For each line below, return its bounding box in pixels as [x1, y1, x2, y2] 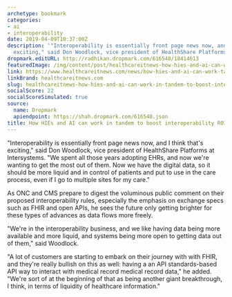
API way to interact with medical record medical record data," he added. [7, 267, 212, 276]
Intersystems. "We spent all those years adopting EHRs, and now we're [7, 153, 209, 161]
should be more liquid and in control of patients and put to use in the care [7, 168, 216, 177]
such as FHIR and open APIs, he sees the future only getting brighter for [7, 204, 213, 212]
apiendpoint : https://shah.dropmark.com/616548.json [13, 113, 168, 120]
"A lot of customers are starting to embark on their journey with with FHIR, [7, 252, 217, 260]
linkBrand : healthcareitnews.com [7, 74, 104, 82]
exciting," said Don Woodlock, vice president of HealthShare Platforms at [7, 146, 215, 154]
